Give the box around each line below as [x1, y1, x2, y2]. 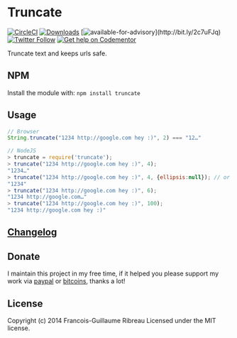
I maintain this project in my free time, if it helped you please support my [7, 269, 219, 278]
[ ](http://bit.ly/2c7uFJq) [80, 28, 221, 36]
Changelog [7, 227, 57, 239]
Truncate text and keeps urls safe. [7, 49, 108, 58]
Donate [7, 250, 40, 263]
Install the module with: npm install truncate [7, 88, 140, 97]
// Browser [7, 128, 40, 135]
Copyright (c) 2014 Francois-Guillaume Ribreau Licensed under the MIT [7, 317, 216, 325]
